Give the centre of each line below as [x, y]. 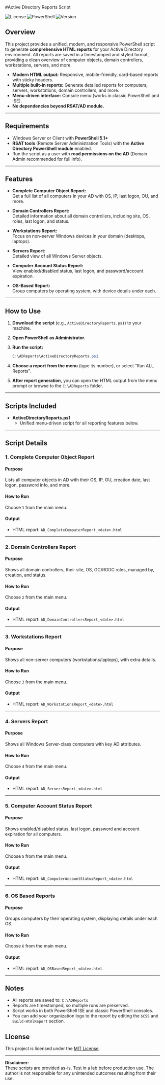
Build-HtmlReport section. [39, 1021]
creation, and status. [26, 575]
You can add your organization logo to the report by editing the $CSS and [85, 1016]
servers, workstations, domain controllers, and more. [66, 90]
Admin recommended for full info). [47, 159]
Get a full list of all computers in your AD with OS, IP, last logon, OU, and [85, 196]
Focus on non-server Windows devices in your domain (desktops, [79, 236]
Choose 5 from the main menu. [36, 856]
